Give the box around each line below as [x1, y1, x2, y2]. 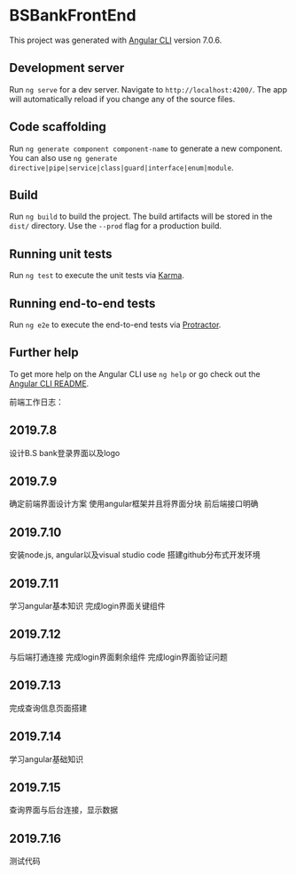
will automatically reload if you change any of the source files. [9, 93, 236, 104]
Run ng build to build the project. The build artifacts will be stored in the [9, 211, 273, 222]
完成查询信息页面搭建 [9, 702, 87, 713]
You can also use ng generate [9, 152, 118, 163]
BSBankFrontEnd [9, 5, 136, 26]
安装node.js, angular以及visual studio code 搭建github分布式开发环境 [9, 549, 261, 560]
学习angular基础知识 [9, 753, 84, 765]
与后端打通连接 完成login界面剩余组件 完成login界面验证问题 [9, 651, 228, 662]
